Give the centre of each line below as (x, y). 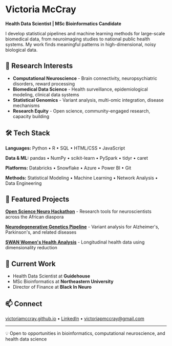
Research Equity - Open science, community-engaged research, (81, 111)
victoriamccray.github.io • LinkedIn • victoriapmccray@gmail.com (75, 319)
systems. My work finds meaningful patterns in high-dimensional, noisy (81, 44)
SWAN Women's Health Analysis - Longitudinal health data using (75, 242)
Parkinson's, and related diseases (41, 232)
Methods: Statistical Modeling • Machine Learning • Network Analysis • (82, 178)
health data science (26, 339)
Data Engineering (24, 183)
